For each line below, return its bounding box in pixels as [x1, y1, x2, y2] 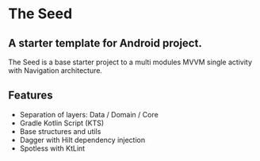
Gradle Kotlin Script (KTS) [19, 118, 105, 128]
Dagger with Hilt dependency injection [19, 135, 145, 144]
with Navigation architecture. [8, 66, 103, 75]
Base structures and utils [19, 126, 101, 136]
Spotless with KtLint [19, 144, 86, 153]
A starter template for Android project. [8, 36, 202, 50]
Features [8, 89, 53, 102]
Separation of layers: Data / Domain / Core [19, 109, 159, 119]
